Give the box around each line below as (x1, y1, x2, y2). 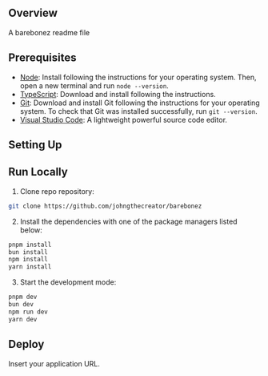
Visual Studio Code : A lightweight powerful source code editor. (19, 115, 228, 124)
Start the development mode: (19, 277, 117, 287)
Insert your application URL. (8, 358, 100, 368)
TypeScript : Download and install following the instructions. (19, 89, 216, 99)
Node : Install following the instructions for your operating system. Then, (19, 72, 258, 82)
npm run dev (8, 308, 48, 316)
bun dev (8, 301, 34, 309)
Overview (8, 6, 58, 20)
